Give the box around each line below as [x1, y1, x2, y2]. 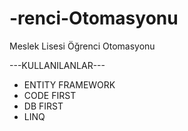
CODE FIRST [23, 89, 77, 101]
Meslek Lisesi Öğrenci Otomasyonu [9, 40, 156, 52]
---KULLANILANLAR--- [9, 59, 106, 71]
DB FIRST [23, 100, 64, 112]
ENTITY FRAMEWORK [23, 78, 116, 91]
